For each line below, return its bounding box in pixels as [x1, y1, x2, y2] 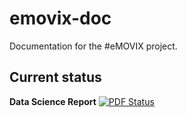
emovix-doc [9, 7, 112, 30]
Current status [9, 69, 102, 86]
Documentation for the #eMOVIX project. [9, 40, 178, 52]
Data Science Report [9, 95, 97, 107]
